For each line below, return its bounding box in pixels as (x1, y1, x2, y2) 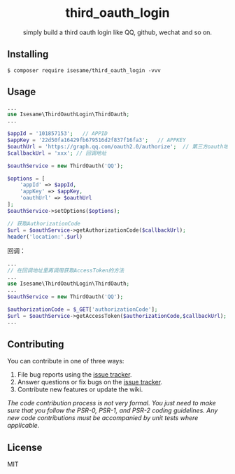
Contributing (7, 338, 64, 350)
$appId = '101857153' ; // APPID (7, 130, 108, 137)
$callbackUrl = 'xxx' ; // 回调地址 (7, 149, 107, 157)
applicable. (7, 421, 40, 430)
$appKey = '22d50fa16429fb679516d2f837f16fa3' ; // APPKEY (7, 137, 187, 144)
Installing (7, 48, 49, 60)
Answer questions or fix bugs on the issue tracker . (17, 378, 163, 386)
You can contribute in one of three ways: (7, 357, 124, 365)
